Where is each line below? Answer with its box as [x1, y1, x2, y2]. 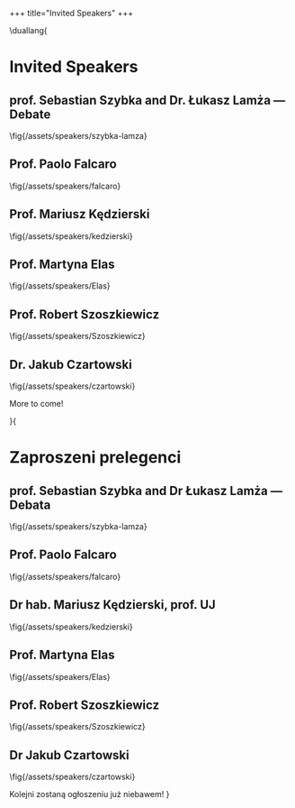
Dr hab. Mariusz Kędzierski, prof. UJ [9, 597, 216, 612]
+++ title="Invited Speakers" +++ [9, 8, 133, 18]
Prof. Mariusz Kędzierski [9, 207, 150, 222]
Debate [9, 106, 51, 122]
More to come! [9, 399, 64, 409]
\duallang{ [9, 25, 48, 35]
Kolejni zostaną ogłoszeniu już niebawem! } [9, 789, 170, 800]
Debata [9, 497, 51, 512]
